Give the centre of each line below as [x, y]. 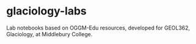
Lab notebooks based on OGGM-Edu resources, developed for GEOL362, [98, 28]
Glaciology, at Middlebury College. [49, 34]
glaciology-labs [46, 11]
